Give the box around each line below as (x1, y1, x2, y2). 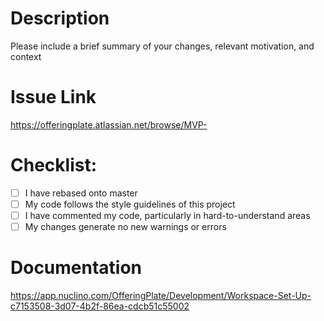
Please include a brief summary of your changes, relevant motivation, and (10, 40, 315, 52)
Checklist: (10, 154, 98, 177)
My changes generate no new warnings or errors (24, 221, 227, 232)
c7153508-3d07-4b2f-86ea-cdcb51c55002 (10, 300, 190, 312)
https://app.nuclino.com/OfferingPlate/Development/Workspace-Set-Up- (10, 290, 312, 301)
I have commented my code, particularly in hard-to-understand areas (24, 209, 311, 221)
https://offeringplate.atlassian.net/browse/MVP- (10, 118, 208, 131)
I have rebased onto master (24, 187, 138, 199)
